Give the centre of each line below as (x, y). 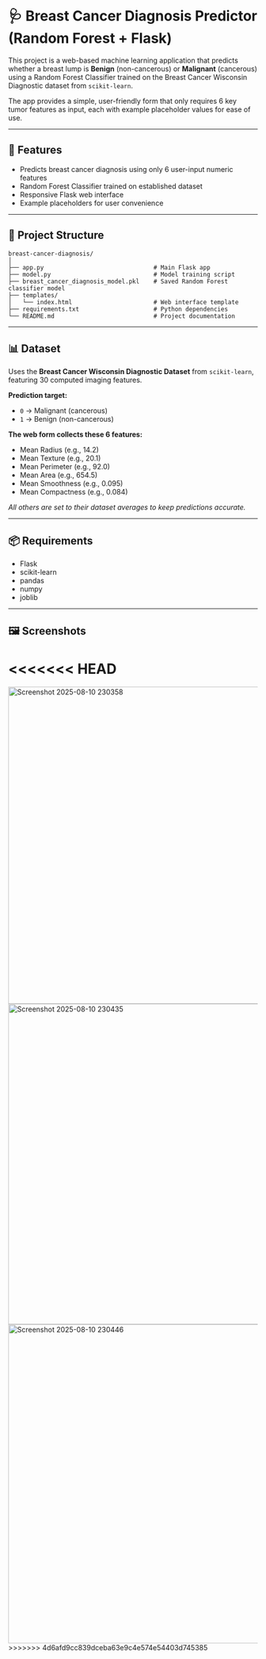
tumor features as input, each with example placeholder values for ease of (129, 109)
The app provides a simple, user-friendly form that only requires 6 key (123, 101)
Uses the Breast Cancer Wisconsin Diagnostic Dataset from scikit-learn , (131, 372)
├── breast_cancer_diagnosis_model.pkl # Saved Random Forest (118, 281)
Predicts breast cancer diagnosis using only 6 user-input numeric (126, 169)
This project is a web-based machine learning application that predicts (123, 60)
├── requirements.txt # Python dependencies (118, 309)
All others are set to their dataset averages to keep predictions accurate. (127, 507)
